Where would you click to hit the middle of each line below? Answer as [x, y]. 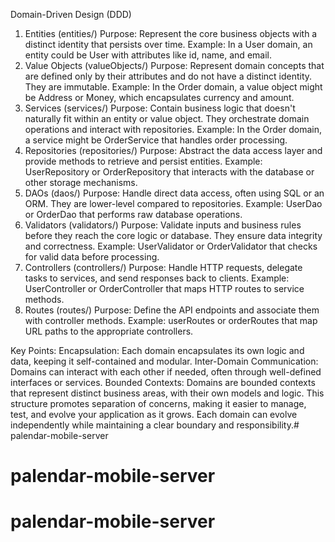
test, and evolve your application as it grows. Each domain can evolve [154, 414]
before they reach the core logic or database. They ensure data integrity [173, 235]
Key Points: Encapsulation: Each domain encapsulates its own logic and [157, 350]
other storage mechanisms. [81, 182]
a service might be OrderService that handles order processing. [156, 140]
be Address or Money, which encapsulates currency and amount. [159, 97]
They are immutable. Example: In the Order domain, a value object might [173, 87]
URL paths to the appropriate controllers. [109, 331]
